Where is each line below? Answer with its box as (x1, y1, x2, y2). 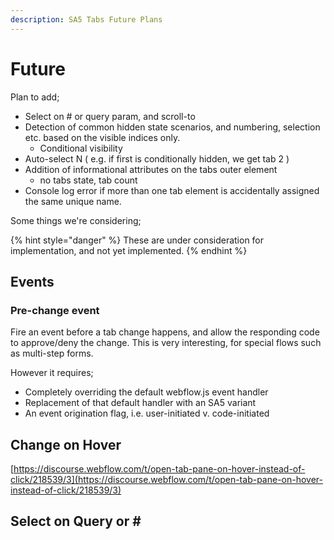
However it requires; (10, 367, 94, 379)
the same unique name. (24, 195, 122, 207)
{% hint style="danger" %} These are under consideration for (10, 234, 265, 246)
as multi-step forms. (10, 347, 94, 360)
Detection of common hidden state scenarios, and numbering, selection (24, 121, 321, 133)
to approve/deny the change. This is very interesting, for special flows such (10, 337, 322, 349)
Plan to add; (10, 91, 60, 103)
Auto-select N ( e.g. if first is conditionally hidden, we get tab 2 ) (24, 152, 290, 165)
